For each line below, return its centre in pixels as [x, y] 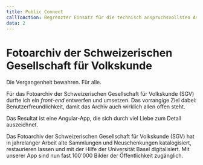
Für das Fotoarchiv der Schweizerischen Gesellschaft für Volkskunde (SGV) [100, 94]
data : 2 [16, 23]
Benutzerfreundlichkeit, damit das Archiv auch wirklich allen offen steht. [96, 107]
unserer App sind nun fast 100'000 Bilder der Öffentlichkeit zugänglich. [95, 156]
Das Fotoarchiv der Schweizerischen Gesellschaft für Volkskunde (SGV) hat [100, 137]
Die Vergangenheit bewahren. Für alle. [54, 82]
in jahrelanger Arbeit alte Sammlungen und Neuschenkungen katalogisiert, [99, 143]
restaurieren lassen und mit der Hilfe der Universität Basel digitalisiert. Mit [98, 149]
